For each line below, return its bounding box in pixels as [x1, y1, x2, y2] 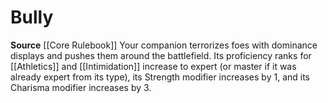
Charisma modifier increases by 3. [10, 81, 152, 93]
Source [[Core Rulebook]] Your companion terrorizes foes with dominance [10, 39, 318, 51]
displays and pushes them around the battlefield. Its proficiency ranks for [10, 49, 312, 61]
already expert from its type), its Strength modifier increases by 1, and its [10, 71, 310, 83]
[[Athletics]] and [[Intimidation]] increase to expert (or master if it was [10, 60, 297, 72]
